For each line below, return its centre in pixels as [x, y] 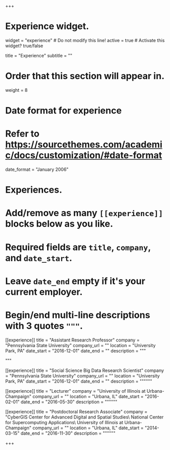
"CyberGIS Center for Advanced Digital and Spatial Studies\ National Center [84, 417]
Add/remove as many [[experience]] [84, 213]
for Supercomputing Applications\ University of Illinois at [64, 422]
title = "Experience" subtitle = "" [39, 55]
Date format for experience [63, 111]
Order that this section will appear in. [85, 76]
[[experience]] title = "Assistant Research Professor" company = [73, 340]
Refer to [22, 134]
